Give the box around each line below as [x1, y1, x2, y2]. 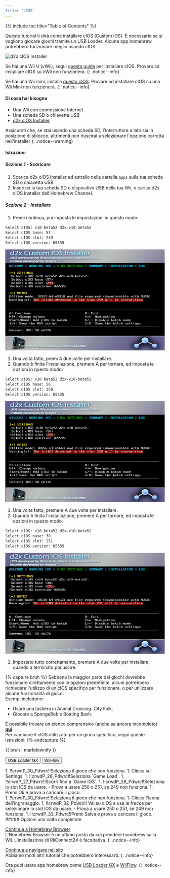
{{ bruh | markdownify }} [5, 746, 57, 753]
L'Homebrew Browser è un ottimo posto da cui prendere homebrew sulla [5, 831, 157, 837]
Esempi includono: [5, 696, 44, 702]
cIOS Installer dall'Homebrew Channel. [12, 190, 94, 197]
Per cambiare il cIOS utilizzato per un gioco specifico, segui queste [5, 731, 145, 737]
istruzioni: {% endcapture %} [5, 737, 66, 743]
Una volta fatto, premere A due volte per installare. [12, 507, 118, 513]
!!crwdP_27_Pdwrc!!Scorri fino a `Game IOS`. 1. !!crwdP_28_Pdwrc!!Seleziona [5, 778, 165, 785]
